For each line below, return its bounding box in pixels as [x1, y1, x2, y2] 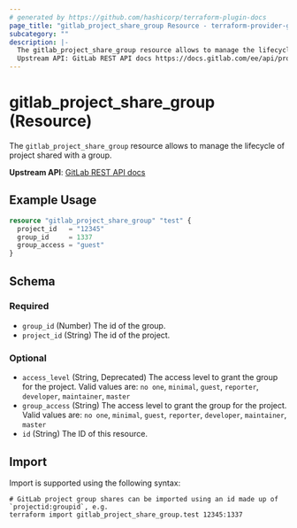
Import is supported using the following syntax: [9, 478, 181, 488]
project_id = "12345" [17, 224, 104, 233]
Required [9, 300, 49, 313]
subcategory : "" [9, 29, 69, 38]
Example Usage [9, 192, 97, 208]
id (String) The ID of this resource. [21, 429, 148, 439]
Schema [9, 274, 56, 289]
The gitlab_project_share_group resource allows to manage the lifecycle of [9, 140, 286, 151]
